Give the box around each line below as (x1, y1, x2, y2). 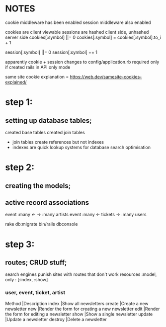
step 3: (5, 239, 35, 250)
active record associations (5, 198, 89, 207)
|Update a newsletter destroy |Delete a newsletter (5, 316, 107, 322)
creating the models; (5, 181, 71, 190)
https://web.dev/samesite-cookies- (70, 74, 142, 80)
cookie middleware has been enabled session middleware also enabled (5, 19, 151, 25)
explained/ (5, 79, 27, 85)
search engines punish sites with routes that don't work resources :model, (5, 271, 157, 277)
